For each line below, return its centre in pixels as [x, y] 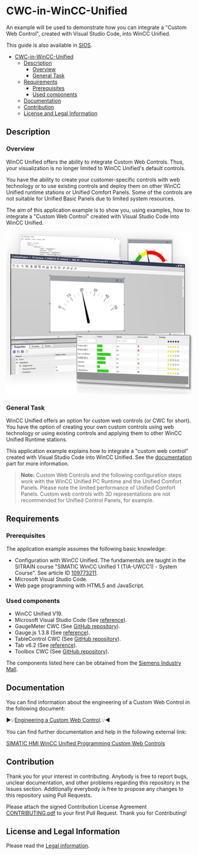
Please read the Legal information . [48, 846]
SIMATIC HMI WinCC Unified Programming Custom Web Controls [86, 743]
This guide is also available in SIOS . [49, 45]
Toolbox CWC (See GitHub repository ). [62, 651]
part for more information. [38, 464]
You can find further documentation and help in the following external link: [97, 732]
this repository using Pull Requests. [49, 795]
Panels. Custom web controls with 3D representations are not [95, 494]
